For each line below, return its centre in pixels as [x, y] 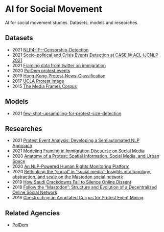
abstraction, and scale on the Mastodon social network [68, 177]
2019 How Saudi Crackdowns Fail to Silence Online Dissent [71, 182]
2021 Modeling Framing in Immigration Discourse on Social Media [78, 151]
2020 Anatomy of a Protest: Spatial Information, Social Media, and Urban [86, 156]
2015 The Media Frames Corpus [45, 86]
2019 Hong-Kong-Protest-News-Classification [59, 76]
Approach [22, 146]
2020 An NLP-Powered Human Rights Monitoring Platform [71, 166]
